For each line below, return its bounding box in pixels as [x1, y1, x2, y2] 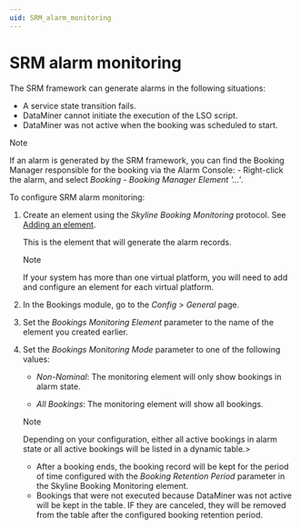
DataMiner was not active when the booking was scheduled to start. [22, 119, 278, 130]
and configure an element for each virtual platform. [22, 281, 215, 292]
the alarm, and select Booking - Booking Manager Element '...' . [9, 174, 244, 185]
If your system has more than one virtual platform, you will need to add [22, 272, 288, 283]
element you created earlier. [22, 326, 129, 337]
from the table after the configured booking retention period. [35, 509, 264, 520]
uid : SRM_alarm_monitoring [9, 13, 112, 23]
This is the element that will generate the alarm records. [22, 236, 232, 247]
